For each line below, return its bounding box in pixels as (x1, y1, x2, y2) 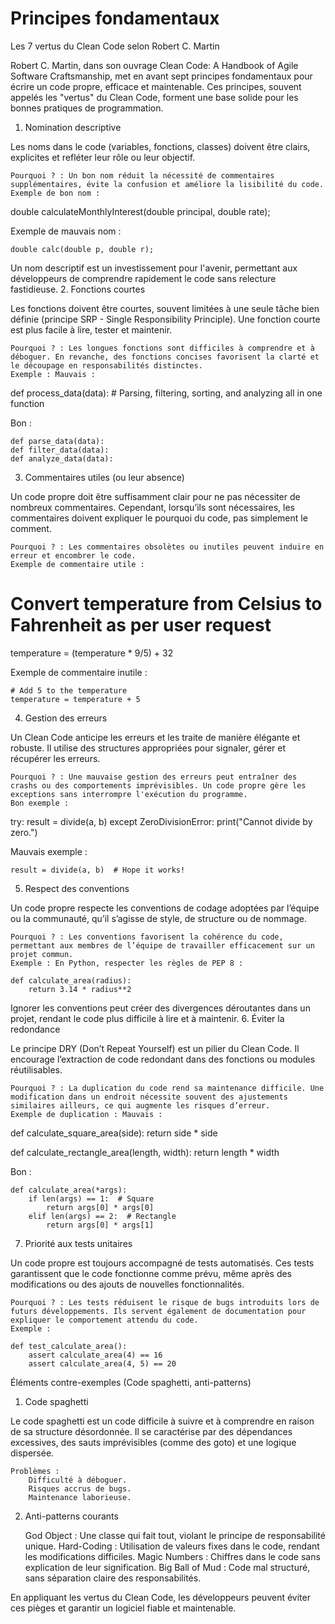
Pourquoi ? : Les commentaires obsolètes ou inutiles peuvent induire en (10, 542, 325, 552)
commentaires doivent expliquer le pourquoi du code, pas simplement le (10, 512, 308, 524)
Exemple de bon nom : (10, 188, 101, 198)
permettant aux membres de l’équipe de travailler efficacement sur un (10, 940, 315, 951)
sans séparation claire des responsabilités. (24, 1572, 202, 1584)
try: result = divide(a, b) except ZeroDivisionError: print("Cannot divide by (10, 815, 313, 827)
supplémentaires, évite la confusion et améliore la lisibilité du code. (10, 179, 325, 189)
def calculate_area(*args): (10, 1185, 128, 1195)
